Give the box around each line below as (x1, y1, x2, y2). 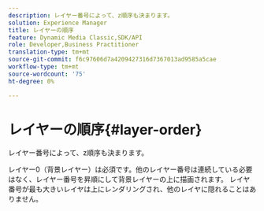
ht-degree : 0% (8, 77, 55, 85)
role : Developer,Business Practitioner (8, 41, 139, 49)
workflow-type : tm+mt (8, 63, 80, 71)
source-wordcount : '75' (8, 70, 87, 78)
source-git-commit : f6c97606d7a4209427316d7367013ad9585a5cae (8, 56, 217, 64)
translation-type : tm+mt (8, 48, 90, 56)
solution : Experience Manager (8, 19, 108, 27)
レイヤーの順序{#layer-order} (8, 120, 203, 139)
